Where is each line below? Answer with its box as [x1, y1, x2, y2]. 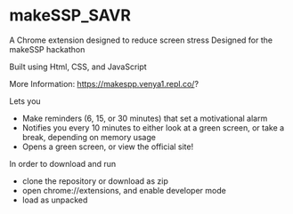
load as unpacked [21, 194, 88, 205]
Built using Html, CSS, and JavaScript [9, 61, 147, 72]
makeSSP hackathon [9, 44, 85, 54]
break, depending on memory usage [21, 131, 156, 142]
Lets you [9, 95, 42, 107]
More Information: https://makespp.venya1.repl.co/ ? [9, 78, 199, 89]
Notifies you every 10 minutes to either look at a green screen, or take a [21, 122, 285, 133]
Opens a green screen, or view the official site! [21, 141, 194, 152]
